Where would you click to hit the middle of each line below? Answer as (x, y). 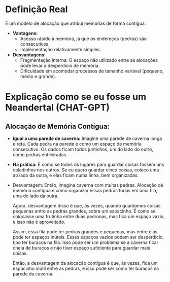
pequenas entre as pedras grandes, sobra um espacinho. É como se (84, 211)
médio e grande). (38, 76)
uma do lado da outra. (36, 196)
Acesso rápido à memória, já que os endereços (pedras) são (83, 39)
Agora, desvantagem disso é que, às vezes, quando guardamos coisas (87, 205)
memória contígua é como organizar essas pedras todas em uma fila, (85, 190)
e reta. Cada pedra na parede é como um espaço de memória (77, 144)
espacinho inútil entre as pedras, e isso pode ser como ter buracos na (86, 268)
